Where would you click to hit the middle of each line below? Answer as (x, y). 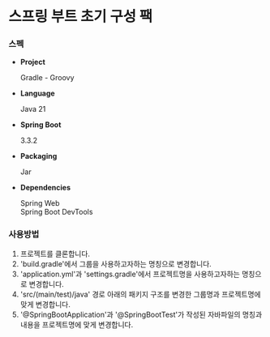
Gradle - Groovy (47, 78)
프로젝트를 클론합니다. (55, 254)
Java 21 (33, 109)
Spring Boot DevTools (56, 212)
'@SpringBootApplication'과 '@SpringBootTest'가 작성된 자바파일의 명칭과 (141, 314)
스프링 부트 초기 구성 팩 (81, 17)
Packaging (39, 156)
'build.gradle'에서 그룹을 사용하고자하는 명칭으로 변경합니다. (116, 263)
